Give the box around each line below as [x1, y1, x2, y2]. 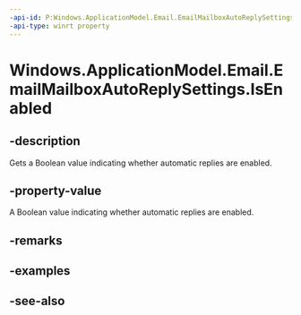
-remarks [9, 233, 63, 248]
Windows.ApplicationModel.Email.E [9, 60, 284, 81]
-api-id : [9, 13, 42, 22]
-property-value [9, 183, 102, 198]
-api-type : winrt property [9, 21, 110, 30]
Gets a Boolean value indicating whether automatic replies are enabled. [9, 157, 272, 168]
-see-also [9, 294, 65, 309]
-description [9, 133, 81, 149]
